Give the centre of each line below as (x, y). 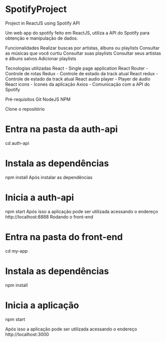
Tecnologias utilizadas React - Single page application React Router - (77, 68)
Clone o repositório (25, 109)
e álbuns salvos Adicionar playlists (41, 58)
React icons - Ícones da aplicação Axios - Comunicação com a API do (77, 84)
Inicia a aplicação (42, 305)
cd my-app (17, 251)
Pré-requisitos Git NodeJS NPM (38, 99)
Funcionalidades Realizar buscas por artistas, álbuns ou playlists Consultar (82, 48)
